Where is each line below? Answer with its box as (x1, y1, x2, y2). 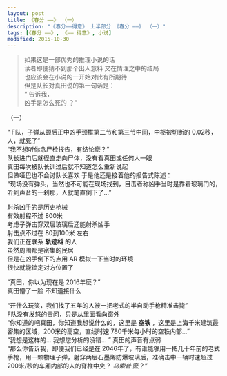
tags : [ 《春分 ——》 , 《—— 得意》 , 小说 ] (7, 29, 112, 37)
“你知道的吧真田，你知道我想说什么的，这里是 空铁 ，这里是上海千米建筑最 (7, 319, 219, 327)
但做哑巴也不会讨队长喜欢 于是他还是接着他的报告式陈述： (7, 171, 172, 179)
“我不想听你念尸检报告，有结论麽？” (7, 146, 110, 154)
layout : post (7, 10, 45, 17)
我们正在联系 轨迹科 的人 (7, 237, 77, 246)
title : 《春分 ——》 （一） (7, 17, 77, 23)
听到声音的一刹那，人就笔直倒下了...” (7, 188, 112, 197)
